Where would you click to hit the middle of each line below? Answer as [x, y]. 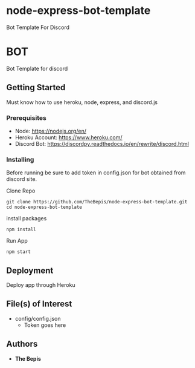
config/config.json [38, 318]
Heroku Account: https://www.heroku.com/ [69, 137]
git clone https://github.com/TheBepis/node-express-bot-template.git [97, 202]
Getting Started [36, 87]
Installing [20, 159]
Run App [17, 241]
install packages [27, 218]
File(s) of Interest [39, 304]
